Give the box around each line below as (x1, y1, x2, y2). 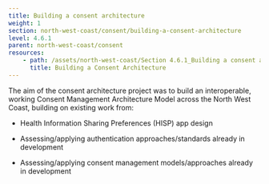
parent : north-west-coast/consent (8, 42, 124, 50)
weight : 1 (8, 19, 42, 27)
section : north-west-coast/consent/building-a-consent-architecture (8, 26, 242, 34)
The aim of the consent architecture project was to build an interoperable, (8, 86, 251, 95)
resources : (8, 49, 45, 57)
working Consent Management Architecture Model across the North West (8, 94, 251, 104)
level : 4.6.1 (8, 34, 52, 42)
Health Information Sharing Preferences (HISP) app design (19, 118, 214, 128)
